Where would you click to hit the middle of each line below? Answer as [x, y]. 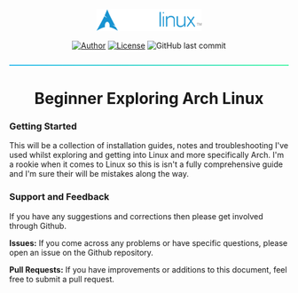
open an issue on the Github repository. [81, 252]
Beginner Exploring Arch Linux [149, 99]
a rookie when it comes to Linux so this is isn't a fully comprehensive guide [146, 164]
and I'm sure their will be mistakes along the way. [99, 174]
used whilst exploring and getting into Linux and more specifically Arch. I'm [147, 155]
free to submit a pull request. [62, 279]
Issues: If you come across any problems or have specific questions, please [149, 242]
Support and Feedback [59, 197]
